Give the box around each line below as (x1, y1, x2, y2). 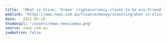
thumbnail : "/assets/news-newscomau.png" (5, 21, 92, 26)
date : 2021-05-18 (5, 16, 46, 21)
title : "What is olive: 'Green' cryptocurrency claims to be (5, 7, 137, 12)
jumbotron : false (5, 30, 41, 35)
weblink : (5, 12, 23, 17)
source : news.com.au (5, 26, 48, 31)
